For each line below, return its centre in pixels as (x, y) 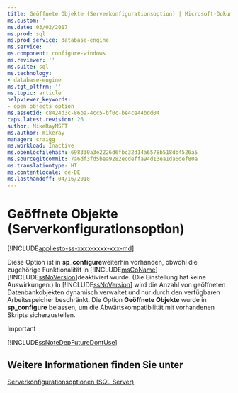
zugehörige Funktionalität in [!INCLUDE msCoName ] (83, 270)
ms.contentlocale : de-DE (44, 172)
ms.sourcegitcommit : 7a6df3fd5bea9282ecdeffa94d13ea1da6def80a (103, 159)
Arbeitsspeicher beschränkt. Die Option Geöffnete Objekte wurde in (107, 300)
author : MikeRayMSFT (38, 126)
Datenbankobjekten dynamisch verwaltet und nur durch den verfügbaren (114, 292)
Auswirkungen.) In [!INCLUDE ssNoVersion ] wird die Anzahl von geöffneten (117, 285)
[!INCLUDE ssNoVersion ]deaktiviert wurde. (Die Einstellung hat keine (107, 277)
